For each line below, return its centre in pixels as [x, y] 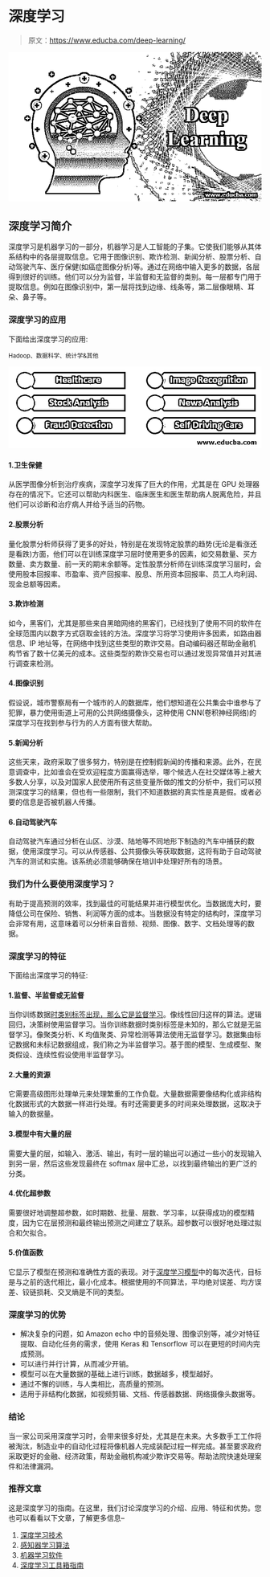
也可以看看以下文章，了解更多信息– [66, 1518]
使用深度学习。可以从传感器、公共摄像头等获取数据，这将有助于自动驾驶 [142, 852]
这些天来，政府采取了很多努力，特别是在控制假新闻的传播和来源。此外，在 [131, 762]
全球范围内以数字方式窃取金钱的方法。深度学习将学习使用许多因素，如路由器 [135, 633]
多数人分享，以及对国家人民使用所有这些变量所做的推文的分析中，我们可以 [131, 782]
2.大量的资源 [29, 1074]
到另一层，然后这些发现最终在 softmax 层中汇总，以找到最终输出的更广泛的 [133, 1163]
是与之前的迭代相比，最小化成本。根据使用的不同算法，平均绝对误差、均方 [131, 1281]
